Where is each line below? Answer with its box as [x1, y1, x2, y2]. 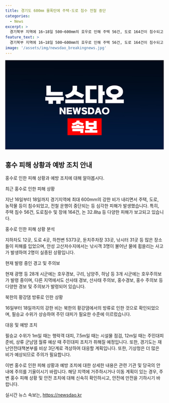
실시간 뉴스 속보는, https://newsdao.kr [5, 392, 82, 398]
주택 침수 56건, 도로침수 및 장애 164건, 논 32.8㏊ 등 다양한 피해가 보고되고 [5, 209, 151, 215]
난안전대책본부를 [5, 346, 38, 352]
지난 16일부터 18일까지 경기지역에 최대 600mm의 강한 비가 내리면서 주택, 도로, [5, 197, 159, 203]
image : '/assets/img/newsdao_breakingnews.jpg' [5, 45, 107, 50]
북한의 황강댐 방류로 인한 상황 [5, 294, 63, 300]
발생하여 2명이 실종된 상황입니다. [10, 250, 75, 256]
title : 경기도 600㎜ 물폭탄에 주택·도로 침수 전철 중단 [5, 8, 106, 13]
